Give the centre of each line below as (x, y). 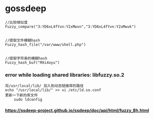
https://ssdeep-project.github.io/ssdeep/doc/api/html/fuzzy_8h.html (77, 110)
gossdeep (26, 9)
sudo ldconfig (28, 100)
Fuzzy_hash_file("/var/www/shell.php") (46, 44)
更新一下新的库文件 (21, 96)
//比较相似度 (16, 22)
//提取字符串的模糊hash (26, 58)
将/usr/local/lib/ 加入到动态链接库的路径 (44, 86)
